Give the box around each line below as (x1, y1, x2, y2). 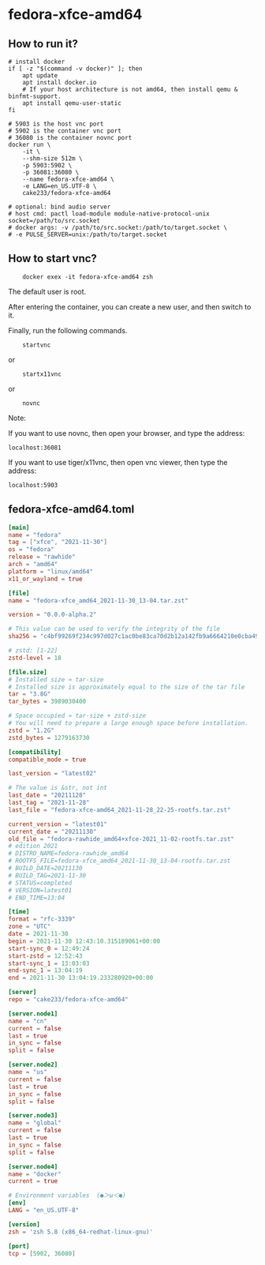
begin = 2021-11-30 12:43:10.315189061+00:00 (8, 937, 160, 945)
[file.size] (8, 668, 47, 676)
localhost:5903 (8, 481, 58, 489)
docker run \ (8, 141, 51, 148)
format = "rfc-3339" (8, 915, 77, 923)
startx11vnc (22, 370, 62, 378)
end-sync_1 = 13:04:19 (8, 967, 83, 974)
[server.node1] (8, 1009, 58, 1018)
